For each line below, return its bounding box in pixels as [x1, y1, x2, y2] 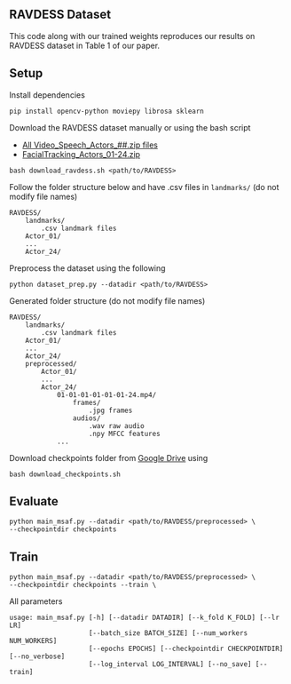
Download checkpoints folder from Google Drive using [9, 452, 208, 463]
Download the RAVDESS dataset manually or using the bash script [9, 122, 251, 132]
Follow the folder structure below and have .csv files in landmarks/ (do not [9, 181, 279, 192]
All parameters [9, 596, 63, 607]
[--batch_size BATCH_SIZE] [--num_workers [88, 629, 248, 638]
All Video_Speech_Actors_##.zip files [21, 139, 158, 150]
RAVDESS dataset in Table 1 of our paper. [9, 40, 161, 51]
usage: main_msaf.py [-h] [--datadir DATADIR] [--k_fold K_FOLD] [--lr [9, 613, 279, 623]
